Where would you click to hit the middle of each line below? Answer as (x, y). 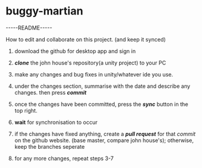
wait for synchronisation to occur (56, 122)
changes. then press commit (50, 92)
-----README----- (29, 28)
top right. (26, 110)
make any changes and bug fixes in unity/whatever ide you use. (94, 74)
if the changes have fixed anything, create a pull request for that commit (105, 134)
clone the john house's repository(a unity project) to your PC (90, 63)
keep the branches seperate (50, 146)
